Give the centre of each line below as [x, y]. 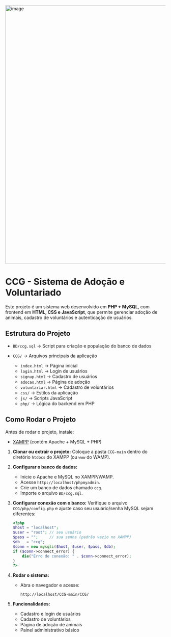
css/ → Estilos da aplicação [49, 392]
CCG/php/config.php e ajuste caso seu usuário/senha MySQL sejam [83, 508]
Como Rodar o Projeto [41, 420]
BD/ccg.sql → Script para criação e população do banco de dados [82, 346]
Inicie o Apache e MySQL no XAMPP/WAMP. [67, 476]
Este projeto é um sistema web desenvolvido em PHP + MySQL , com [78, 307]
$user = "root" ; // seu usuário [47, 533]
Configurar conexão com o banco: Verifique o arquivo [70, 503]
